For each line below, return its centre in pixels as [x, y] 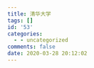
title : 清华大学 [29, 14]
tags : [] [20, 21]
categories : [25, 34]
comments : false [31, 47]
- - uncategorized [41, 40]
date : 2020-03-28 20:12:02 [47, 54]
